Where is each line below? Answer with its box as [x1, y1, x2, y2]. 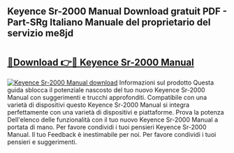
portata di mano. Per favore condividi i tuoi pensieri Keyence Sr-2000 [7, 123, 207, 131]
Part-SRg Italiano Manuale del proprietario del [7, 17, 211, 29]
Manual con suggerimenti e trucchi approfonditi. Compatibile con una [7, 94, 207, 101]
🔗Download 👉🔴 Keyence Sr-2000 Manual [7, 56, 194, 68]
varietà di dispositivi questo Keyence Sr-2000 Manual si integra [7, 101, 190, 109]
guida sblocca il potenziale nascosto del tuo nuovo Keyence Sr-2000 [7, 86, 205, 94]
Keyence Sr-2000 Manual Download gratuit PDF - [7, 6, 228, 17]
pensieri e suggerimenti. [7, 138, 78, 146]
